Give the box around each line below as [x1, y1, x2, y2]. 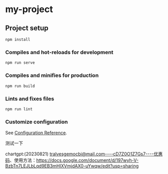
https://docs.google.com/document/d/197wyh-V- [36, 157, 139, 163]
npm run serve [5, 60, 35, 65]
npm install [5, 37, 30, 42]
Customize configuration [5, 118, 68, 125]
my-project [5, 4, 53, 15]
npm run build [5, 83, 35, 89]
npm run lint [5, 106, 33, 112]
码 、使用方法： [5, 157, 36, 163]
